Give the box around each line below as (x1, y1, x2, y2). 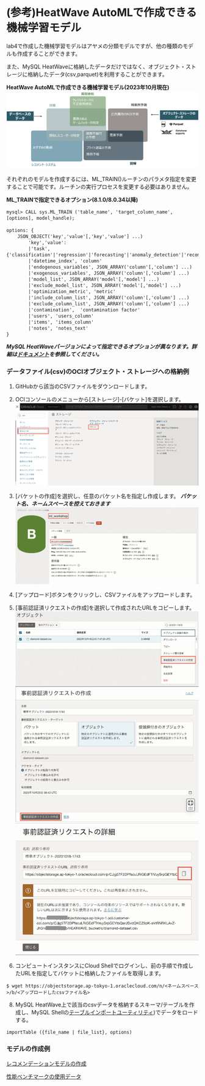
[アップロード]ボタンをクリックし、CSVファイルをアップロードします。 (15, 591, 196, 598)
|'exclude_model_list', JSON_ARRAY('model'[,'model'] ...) (28, 283, 182, 289)
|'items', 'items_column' (28, 319, 95, 325)
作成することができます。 (16, 50, 81, 57)
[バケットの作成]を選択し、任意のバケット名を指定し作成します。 (15, 492, 179, 499)
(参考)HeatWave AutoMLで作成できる (6, 6, 197, 20)
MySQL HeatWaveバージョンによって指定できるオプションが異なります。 (6, 343, 192, 351)
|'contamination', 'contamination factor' (28, 307, 140, 313)
